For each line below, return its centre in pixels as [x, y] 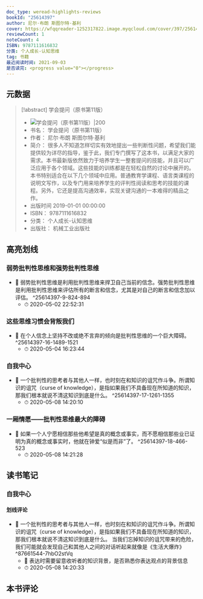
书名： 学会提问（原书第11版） [67, 130]
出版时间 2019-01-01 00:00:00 [68, 206]
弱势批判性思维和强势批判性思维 [53, 268]
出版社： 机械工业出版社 [60, 228]
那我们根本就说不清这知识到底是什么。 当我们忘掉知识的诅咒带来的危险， [106, 539]
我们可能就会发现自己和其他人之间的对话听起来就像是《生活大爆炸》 [100, 547]
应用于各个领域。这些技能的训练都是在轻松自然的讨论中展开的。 [115, 168]
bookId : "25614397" [31, 18]
